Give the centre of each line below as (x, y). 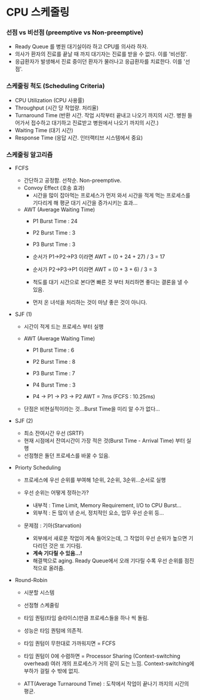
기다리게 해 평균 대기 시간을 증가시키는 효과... (85, 203)
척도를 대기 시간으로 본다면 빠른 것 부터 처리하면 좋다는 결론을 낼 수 (111, 282)
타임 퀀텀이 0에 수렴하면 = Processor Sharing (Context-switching (102, 656)
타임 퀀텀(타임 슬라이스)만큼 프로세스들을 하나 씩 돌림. (86, 618)
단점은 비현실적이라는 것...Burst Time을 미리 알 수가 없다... (92, 409)
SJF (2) (24, 421)
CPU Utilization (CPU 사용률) (50, 100)
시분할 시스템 (39, 592)
